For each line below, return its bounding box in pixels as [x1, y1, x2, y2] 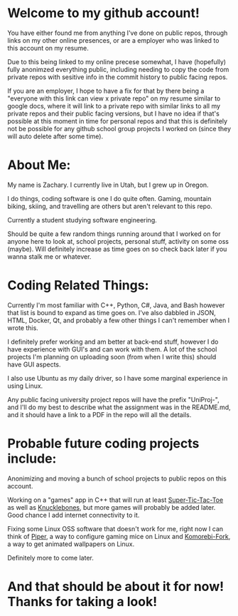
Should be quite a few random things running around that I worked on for [7, 230, 221, 238]
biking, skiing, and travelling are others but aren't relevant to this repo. [7, 202, 213, 210]
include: [7, 451, 57, 466]
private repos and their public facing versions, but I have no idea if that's [7, 109, 220, 118]
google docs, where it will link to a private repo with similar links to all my [7, 101, 221, 110]
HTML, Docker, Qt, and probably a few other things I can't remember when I [7, 316, 229, 324]
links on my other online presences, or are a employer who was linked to [7, 36, 220, 44]
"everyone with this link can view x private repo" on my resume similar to [7, 94, 221, 103]
